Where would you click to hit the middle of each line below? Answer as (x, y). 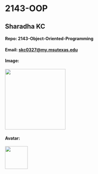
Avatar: (13, 138)
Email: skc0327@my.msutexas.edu (42, 49)
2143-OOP (27, 8)
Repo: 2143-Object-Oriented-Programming (49, 39)
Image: (12, 61)
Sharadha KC (25, 26)
